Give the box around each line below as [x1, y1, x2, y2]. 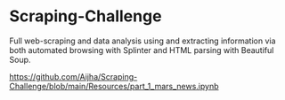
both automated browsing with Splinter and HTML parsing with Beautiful [9, 44, 274, 55]
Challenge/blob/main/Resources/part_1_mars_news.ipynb [9, 81, 220, 91]
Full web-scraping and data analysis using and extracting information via [9, 35, 276, 46]
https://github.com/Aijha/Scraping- [9, 71, 138, 81]
